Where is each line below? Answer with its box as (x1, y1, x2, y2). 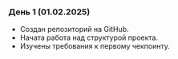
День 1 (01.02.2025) (8, 6, 91, 18)
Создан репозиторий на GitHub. (19, 25, 130, 34)
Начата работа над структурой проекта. (19, 33, 159, 42)
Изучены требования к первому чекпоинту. (19, 41, 171, 51)
